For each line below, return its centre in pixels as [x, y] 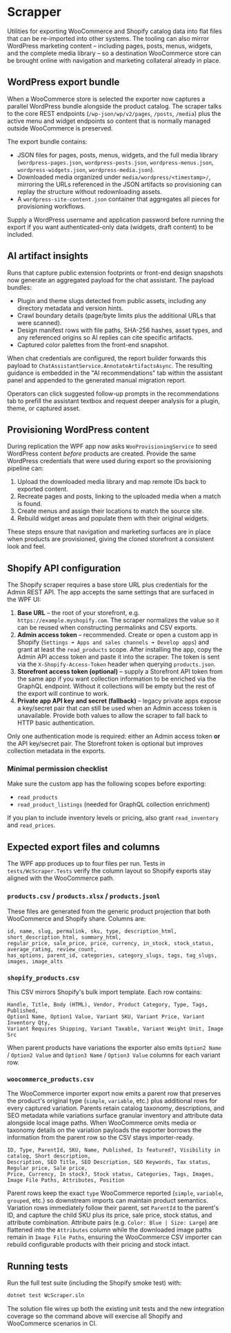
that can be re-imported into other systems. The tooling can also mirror [108, 38]
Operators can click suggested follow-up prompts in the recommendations [113, 393]
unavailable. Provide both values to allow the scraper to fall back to [112, 716]
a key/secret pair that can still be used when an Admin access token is [117, 708]
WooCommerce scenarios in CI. [52, 1323]
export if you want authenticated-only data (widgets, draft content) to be [110, 227]
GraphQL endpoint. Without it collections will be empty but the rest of [116, 686]
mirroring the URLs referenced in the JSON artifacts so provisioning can [119, 184]
